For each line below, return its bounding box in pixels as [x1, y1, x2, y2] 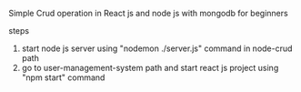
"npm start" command [21, 72, 105, 83]
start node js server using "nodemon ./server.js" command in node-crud [21, 43, 293, 54]
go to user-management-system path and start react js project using [21, 63, 279, 73]
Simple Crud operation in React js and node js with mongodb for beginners [8, 8, 288, 18]
